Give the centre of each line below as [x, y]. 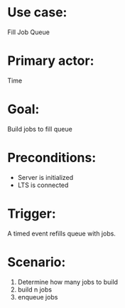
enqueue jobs [38, 297]
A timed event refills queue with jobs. [61, 233]
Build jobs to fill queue [40, 129]
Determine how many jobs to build [68, 282]
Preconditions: [52, 158]
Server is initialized [45, 177]
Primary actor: [51, 61]
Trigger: [32, 213]
